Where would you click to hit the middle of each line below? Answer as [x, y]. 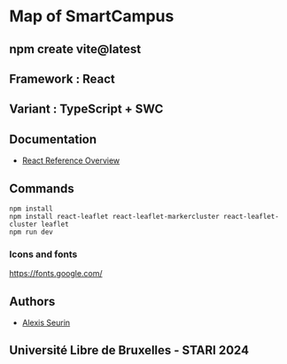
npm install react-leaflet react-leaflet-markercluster [114, 216]
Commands [42, 188]
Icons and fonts [43, 254]
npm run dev [31, 232]
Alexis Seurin [46, 323]
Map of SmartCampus [92, 16]
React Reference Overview [71, 160]
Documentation [53, 139]
